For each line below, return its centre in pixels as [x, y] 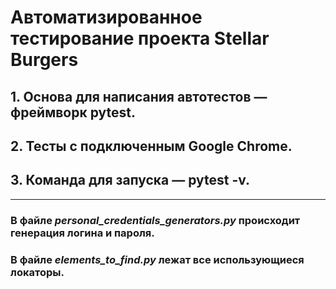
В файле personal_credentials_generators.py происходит [155, 220]
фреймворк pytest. [73, 112]
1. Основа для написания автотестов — [139, 96]
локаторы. [37, 272]
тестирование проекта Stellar [140, 38]
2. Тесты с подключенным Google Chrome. [151, 146]
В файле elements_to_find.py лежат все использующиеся [157, 259]
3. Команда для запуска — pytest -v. [130, 180]
